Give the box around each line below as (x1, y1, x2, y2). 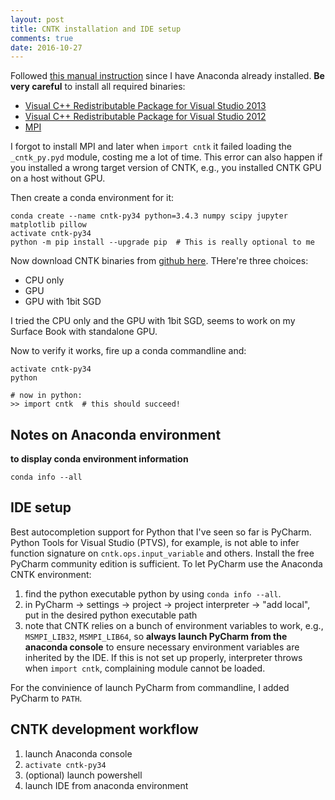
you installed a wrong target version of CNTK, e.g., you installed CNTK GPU (10, 162, 322, 174)
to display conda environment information (10, 453, 189, 465)
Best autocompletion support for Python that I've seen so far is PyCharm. (10, 526, 312, 538)
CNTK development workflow (10, 721, 199, 738)
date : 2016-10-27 (10, 42, 83, 53)
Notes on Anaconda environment (10, 426, 222, 443)
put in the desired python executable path (24, 609, 198, 621)
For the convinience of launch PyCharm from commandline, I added (10, 681, 290, 693)
